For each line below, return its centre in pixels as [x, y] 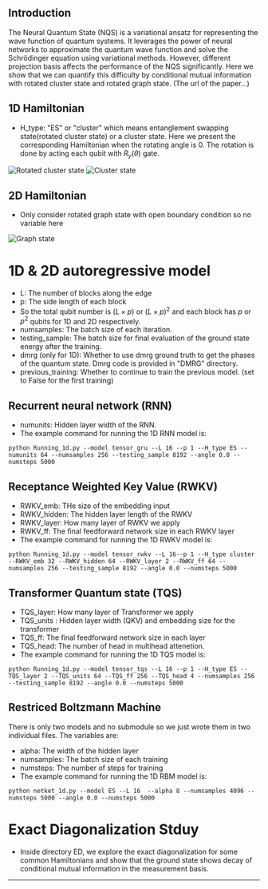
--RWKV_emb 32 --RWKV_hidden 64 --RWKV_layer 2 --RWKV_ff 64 [112, 562]
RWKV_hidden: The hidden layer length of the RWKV [106, 514]
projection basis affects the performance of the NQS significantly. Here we [131, 66]
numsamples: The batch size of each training [94, 759]
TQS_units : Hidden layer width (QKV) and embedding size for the [127, 620]
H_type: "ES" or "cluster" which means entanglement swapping [124, 128]
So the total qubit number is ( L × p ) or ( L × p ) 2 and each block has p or [135, 311]
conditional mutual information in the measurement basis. [114, 868]
